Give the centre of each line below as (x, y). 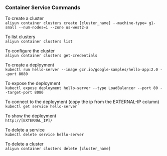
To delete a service (25, 130)
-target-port (19, 92)
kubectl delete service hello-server (45, 135)
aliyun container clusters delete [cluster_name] (58, 149)
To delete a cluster (24, 144)
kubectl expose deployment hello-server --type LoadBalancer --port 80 (81, 88)
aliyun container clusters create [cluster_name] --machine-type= (76, 23)
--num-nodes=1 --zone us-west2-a (53, 27)
